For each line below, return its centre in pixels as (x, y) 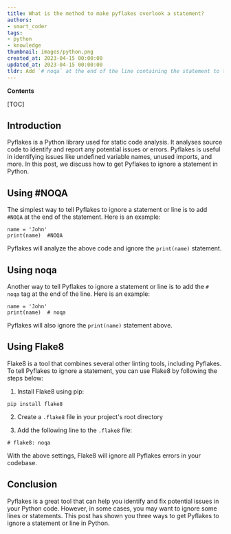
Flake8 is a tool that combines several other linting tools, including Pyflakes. (114, 363)
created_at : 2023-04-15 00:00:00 (55, 58)
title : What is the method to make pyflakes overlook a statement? (106, 13)
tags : (15, 33)
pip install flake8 (35, 404)
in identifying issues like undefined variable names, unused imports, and (109, 157)
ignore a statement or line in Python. (58, 523)
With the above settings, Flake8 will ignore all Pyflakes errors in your (104, 456)
